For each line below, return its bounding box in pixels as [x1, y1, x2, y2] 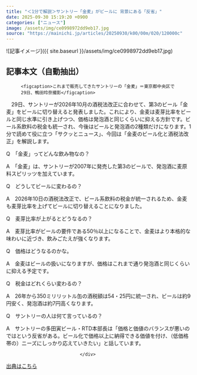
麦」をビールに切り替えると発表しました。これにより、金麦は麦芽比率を [6, 108, 181, 115]
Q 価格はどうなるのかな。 [6, 247, 72, 254]
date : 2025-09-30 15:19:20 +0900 [6, 14, 88, 20]
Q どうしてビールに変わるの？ [6, 182, 82, 189]
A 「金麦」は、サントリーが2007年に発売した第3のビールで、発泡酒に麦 [6, 163, 182, 170]
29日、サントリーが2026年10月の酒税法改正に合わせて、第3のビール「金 [11, 101, 188, 108]
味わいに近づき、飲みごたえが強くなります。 [6, 235, 113, 242]
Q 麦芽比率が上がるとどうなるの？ [6, 215, 93, 222]
